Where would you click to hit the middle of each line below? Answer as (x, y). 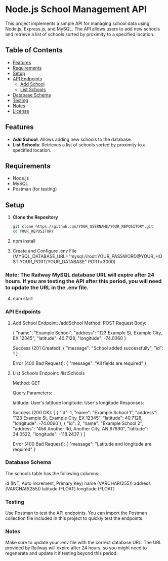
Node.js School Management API (76, 9)
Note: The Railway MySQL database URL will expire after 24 (80, 274)
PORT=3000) (102, 261)
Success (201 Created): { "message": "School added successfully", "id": (88, 348)
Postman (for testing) (35, 189)
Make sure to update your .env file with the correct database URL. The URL (83, 543)
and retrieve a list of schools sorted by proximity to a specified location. (80, 34)
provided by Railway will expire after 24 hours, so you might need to (76, 548)
